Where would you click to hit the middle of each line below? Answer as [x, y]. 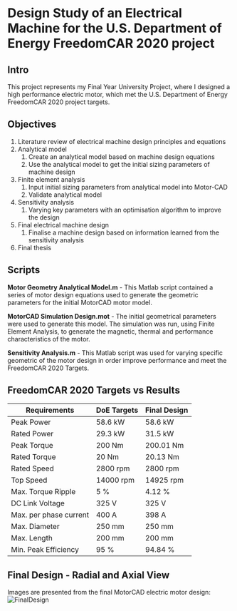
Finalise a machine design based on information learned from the [123, 232]
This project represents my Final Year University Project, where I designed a [119, 87]
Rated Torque [33, 457]
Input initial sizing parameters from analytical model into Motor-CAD [128, 187]
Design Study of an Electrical [95, 13]
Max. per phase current [50, 515]
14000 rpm [115, 481]
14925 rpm [164, 481]
